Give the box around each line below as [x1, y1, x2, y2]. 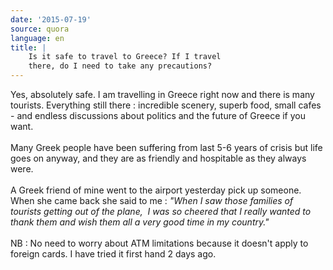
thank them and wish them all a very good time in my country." [10, 216, 270, 228]
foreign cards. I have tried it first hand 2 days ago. [10, 248, 217, 260]
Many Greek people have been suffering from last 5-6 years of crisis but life [10, 142, 323, 153]
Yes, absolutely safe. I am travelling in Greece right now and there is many [10, 89, 315, 100]
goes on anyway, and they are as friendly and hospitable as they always [10, 152, 307, 164]
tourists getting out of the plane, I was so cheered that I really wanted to [10, 206, 312, 217]
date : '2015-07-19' [10, 14, 92, 25]
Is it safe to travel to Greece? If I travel [28, 52, 222, 62]
